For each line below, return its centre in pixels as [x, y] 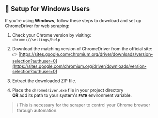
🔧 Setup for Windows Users [47, 9]
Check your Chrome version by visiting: [51, 35]
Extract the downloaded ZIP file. [44, 81]
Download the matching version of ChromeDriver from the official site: [82, 48]
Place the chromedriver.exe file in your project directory [68, 90]
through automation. [37, 110]
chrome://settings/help [36, 40]
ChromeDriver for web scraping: [37, 26]
